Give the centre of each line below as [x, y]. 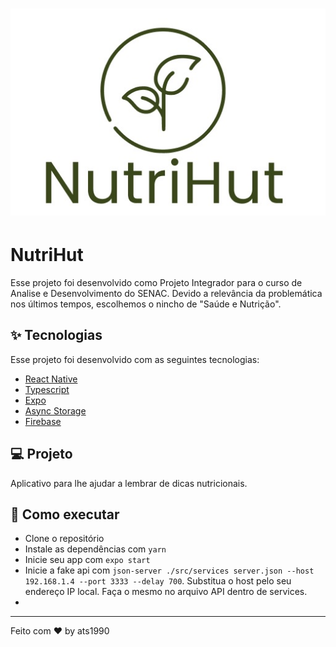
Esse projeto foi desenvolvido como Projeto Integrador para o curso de [156, 282]
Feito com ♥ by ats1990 [60, 631]
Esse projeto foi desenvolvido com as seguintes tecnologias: [135, 359]
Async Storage [55, 410]
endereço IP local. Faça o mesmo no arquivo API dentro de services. [166, 592]
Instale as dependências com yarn [95, 549]
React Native [51, 379]
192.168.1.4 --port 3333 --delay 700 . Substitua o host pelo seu [158, 581]
